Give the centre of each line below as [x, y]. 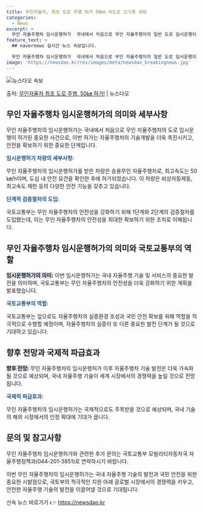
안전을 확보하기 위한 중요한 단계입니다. [52, 145]
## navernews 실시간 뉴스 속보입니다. [54, 46]
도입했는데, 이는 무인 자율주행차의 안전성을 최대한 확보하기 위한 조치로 [89, 220]
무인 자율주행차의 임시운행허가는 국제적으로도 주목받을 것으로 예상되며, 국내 [95, 409]
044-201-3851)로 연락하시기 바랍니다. [83, 461]
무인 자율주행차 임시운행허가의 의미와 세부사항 [87, 114]
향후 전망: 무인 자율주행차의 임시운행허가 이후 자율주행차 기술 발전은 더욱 [92, 369]
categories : [21, 18]
